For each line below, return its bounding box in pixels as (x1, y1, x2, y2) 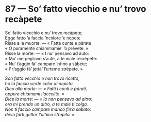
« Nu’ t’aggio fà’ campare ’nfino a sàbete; (5, 61, 87, 67)
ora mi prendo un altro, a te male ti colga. (5, 101, 88, 107)
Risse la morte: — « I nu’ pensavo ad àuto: (5, 50, 89, 56)
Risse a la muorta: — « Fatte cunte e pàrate (5, 40, 91, 46)
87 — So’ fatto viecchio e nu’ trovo (5, 3, 147, 15)
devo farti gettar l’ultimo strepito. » (5, 111, 75, 117)
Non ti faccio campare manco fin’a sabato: (5, 106, 91, 112)
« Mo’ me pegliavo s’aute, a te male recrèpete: (5, 55, 98, 61)
